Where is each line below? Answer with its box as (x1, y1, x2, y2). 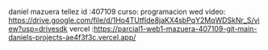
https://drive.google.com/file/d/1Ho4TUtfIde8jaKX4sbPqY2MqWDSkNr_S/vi (8, 15, 260, 25)
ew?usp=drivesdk (8, 24, 68, 33)
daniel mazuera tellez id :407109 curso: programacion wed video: (8, 7, 226, 16)
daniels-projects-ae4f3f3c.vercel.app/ (8, 32, 136, 42)
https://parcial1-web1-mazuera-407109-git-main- (94, 24, 258, 33)
